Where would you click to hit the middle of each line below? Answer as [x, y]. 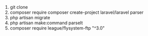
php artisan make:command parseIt [46, 23]
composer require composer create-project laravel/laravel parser [76, 12]
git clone [19, 7]
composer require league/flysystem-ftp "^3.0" [57, 28]
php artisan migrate [30, 18]
